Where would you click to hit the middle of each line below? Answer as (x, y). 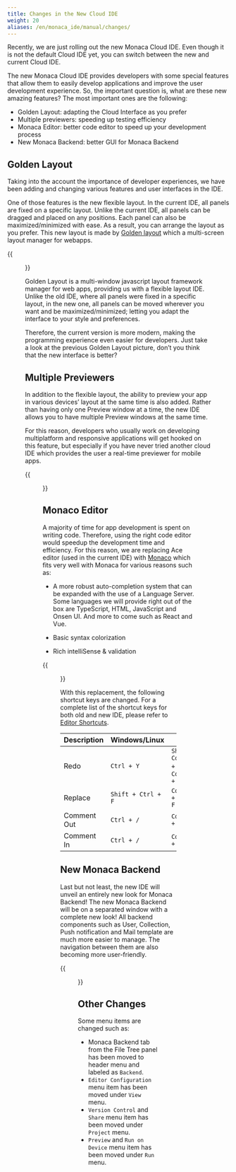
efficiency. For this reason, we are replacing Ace (113, 550)
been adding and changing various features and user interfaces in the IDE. (115, 189)
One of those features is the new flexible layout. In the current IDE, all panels (118, 203)
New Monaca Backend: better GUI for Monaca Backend (98, 142)
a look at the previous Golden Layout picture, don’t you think (112, 348)
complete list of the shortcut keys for (114, 707)
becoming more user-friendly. (104, 954)
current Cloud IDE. (34, 62)
